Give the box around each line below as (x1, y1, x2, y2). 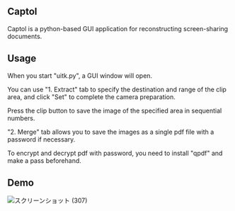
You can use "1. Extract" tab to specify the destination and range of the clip (7, 85, 227, 93)
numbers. (7, 113, 35, 122)
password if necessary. (7, 135, 76, 144)
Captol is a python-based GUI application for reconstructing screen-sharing (7, 24, 229, 33)
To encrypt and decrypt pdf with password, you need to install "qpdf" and (7, 149, 223, 157)
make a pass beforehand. (7, 156, 81, 165)
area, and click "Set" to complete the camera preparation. (7, 92, 176, 101)
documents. (7, 32, 42, 40)
